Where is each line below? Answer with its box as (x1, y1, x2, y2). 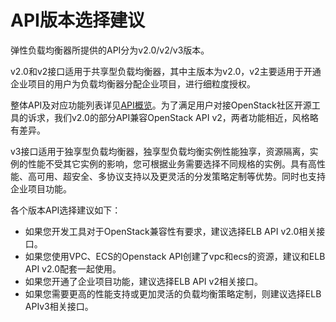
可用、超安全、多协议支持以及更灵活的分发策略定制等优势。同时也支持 (36, 170, 326, 182)
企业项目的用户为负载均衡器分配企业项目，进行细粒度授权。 (10, 77, 256, 90)
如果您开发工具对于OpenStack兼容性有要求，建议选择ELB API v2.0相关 (24, 225, 317, 237)
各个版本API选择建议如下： (10, 204, 122, 216)
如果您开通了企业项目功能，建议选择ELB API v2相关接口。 (24, 275, 263, 287)
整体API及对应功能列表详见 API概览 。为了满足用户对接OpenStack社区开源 (10, 99, 312, 111)
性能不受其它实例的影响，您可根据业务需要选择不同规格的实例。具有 (27, 157, 308, 170)
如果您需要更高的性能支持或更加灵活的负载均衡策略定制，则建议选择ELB (24, 287, 322, 300)
